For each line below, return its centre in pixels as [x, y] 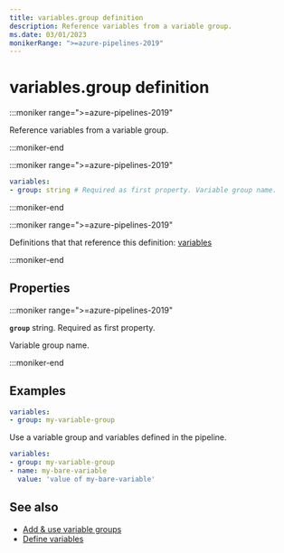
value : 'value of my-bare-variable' [86, 479]
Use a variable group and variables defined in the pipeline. [118, 437]
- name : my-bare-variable [58, 471]
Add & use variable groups [72, 529]
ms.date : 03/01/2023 [48, 34]
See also [34, 507]
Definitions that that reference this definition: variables [111, 242]
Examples [38, 391]
